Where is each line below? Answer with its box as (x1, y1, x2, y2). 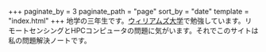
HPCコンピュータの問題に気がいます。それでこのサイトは (70, 26, 259, 35)
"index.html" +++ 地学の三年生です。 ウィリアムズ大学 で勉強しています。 (8, 16, 245, 25)
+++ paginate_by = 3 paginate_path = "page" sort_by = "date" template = (8, 7, 249, 16)
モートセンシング (8, 26, 64, 35)
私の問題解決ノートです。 (8, 35, 91, 45)
